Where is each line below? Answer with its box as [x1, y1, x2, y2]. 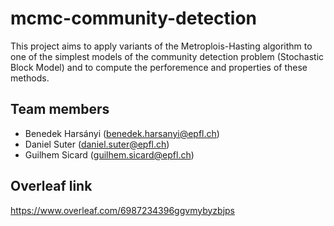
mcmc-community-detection [10, 7, 257, 30]
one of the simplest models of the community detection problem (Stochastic [10, 50, 325, 62]
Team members [10, 101, 110, 118]
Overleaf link [10, 178, 93, 195]
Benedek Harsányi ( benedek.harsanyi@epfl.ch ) [24, 127, 220, 139]
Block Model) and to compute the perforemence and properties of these [10, 61, 308, 73]
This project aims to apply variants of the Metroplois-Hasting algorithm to [10, 40, 313, 52]
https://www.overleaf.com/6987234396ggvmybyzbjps [10, 204, 235, 216]
